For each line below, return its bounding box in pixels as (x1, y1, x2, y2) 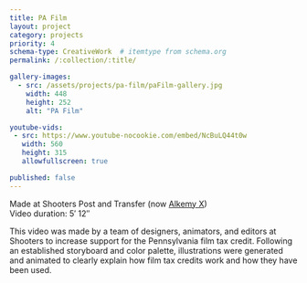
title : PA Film (9, 13, 68, 23)
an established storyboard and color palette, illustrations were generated (9, 245, 283, 256)
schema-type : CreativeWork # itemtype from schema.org (9, 47, 227, 57)
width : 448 (26, 89, 68, 99)
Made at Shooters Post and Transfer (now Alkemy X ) (9, 198, 207, 209)
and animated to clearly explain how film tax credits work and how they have (9, 255, 298, 266)
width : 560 (21, 140, 64, 149)
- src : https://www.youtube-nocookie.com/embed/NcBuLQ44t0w (13, 131, 248, 141)
